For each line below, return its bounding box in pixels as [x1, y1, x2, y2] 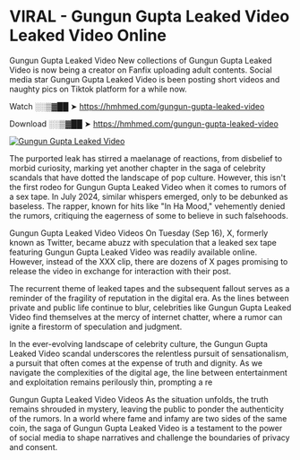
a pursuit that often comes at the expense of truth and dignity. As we [9, 357, 262, 369]
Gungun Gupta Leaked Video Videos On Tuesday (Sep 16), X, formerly [9, 227, 269, 239]
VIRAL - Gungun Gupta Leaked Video [9, 6, 290, 27]
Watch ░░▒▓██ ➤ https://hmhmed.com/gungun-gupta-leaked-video [9, 100, 265, 111]
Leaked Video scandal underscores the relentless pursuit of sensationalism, [9, 348, 289, 359]
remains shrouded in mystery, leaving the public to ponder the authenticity [9, 404, 285, 414]
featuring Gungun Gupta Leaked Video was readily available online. [9, 247, 258, 257]
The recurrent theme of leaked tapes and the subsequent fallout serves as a [9, 282, 290, 293]
